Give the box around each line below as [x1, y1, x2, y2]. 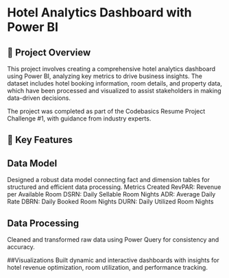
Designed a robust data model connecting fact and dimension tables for [7, 176, 210, 184]
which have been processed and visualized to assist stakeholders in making [7, 87, 221, 94]
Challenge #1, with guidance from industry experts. [7, 114, 152, 123]
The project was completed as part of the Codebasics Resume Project [7, 108, 206, 115]
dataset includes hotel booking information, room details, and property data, [7, 79, 223, 87]
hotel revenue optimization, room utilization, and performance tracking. [7, 264, 208, 272]
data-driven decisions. [7, 94, 71, 102]
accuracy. [7, 243, 36, 251]
